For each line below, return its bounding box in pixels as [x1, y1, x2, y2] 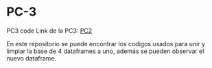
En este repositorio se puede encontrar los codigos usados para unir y [6, 39, 206, 48]
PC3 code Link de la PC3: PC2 [6, 27, 93, 35]
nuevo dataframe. [6, 54, 57, 62]
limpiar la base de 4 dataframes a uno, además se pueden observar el [6, 47, 204, 55]
